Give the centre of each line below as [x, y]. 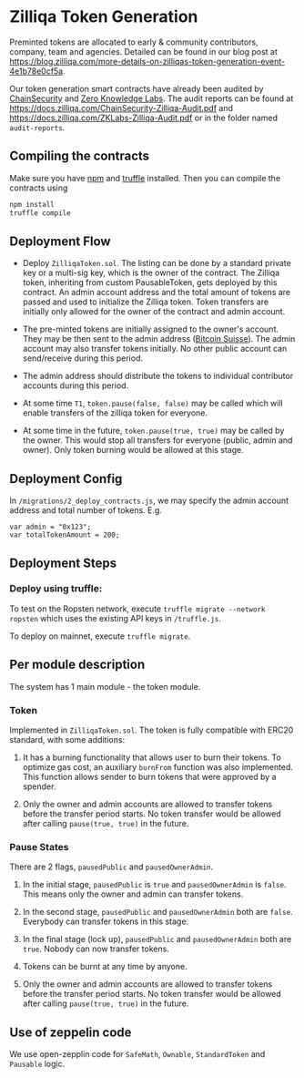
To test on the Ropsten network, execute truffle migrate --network [137, 609]
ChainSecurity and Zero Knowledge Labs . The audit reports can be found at [152, 98]
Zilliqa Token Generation [104, 17]
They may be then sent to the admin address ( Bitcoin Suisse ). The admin [159, 339]
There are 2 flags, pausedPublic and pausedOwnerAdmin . [111, 867]
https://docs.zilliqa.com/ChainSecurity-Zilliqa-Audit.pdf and [122, 108]
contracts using [39, 188]
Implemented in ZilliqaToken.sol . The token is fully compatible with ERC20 [152, 730]
